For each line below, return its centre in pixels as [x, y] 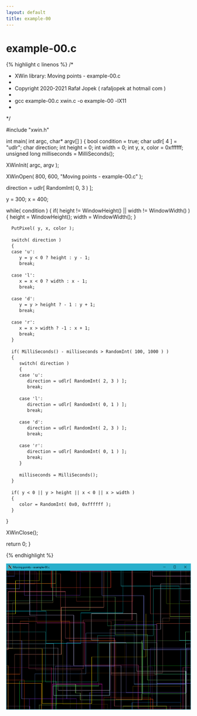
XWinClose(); [22, 533]
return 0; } [18, 544]
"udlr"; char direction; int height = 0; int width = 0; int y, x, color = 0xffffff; [95, 147]
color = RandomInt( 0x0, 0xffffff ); [65, 505]
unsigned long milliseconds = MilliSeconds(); [60, 154]
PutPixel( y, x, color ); [43, 228]
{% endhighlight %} [30, 556]
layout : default [26, 12]
